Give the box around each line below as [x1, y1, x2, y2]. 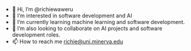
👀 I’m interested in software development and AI [12, 12, 132, 19]
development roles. [12, 31, 61, 38]
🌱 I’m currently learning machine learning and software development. [12, 19, 185, 25]
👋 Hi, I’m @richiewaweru [12, 6, 74, 13]
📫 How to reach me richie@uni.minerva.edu [12, 38, 123, 45]
